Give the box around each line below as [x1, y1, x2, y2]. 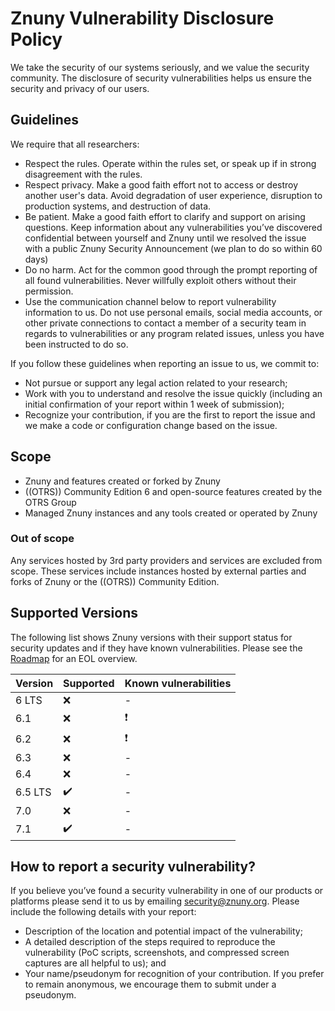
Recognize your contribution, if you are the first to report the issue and [24, 408, 316, 421]
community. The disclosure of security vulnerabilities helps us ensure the [10, 72, 312, 84]
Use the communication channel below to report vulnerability [24, 295, 277, 307]
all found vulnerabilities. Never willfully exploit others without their [24, 274, 297, 286]
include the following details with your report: [10, 906, 197, 918]
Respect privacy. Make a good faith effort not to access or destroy [24, 178, 299, 191]
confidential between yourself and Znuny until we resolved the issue [24, 232, 307, 244]
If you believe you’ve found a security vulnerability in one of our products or [10, 885, 324, 897]
